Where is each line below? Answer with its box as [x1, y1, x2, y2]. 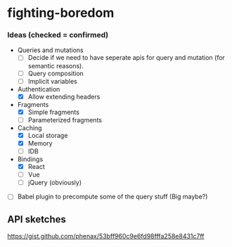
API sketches [7, 213, 67, 225]
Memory [27, 139, 53, 147]
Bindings [17, 155, 44, 163]
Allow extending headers [27, 92, 101, 101]
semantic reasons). [27, 61, 84, 70]
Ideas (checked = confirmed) [7, 30, 109, 40]
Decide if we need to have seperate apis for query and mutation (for [27, 53, 225, 62]
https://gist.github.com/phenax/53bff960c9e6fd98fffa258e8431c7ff [7, 232, 205, 241]
